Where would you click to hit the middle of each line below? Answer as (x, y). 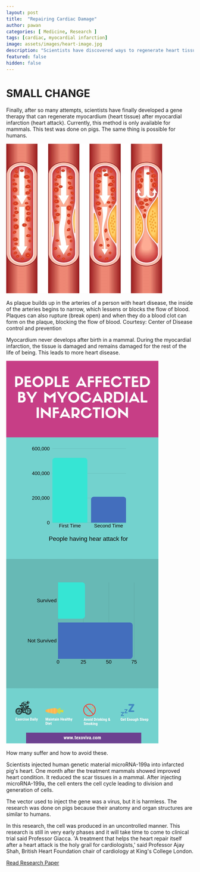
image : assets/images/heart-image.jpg (54, 44)
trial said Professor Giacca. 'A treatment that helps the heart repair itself (94, 838)
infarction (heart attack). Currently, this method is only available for (88, 123)
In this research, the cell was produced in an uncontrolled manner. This (93, 825)
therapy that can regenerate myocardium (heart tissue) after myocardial (94, 116)
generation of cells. (30, 790)
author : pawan (24, 25)
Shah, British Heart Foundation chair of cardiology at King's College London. (100, 851)
